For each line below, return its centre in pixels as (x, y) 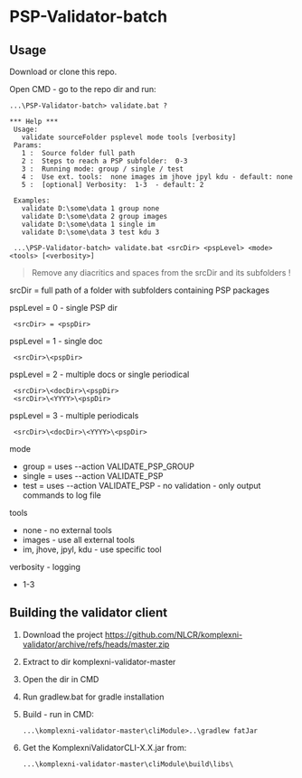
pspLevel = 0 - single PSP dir (63, 308)
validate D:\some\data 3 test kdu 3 (90, 232)
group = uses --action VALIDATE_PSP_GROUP (108, 466)
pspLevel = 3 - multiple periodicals (74, 416)
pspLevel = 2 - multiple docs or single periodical (99, 374)
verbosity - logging (45, 567)
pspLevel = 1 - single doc (56, 341)
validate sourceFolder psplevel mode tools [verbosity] (129, 137)
